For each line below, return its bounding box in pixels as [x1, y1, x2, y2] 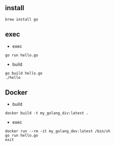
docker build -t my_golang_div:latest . [5, 111, 89, 116]
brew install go [5, 17, 38, 22]
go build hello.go [5, 71, 43, 75]
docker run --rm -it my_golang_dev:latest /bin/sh [5, 129, 111, 134]
